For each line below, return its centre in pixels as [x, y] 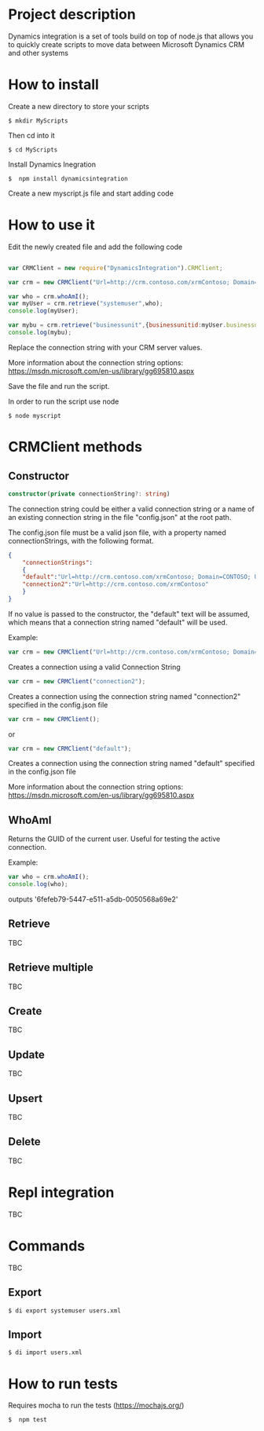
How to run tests [63, 1383]
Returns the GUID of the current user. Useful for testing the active [114, 839]
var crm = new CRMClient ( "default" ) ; [70, 748]
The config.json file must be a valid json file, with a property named [117, 533]
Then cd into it [31, 135]
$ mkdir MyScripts [38, 121]
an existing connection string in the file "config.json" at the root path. [120, 517]
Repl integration [61, 1193]
